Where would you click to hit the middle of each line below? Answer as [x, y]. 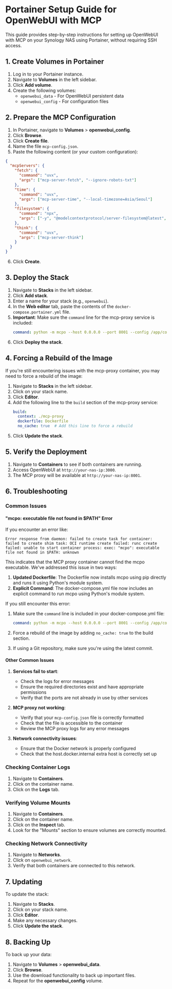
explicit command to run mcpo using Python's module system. [79, 594]
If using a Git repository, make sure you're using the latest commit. [83, 649]
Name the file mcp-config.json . [45, 146]
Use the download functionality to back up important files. [74, 975]
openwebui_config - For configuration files [64, 101]
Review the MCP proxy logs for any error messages [75, 729]
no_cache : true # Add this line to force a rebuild [75, 426]
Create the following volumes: [44, 90]
